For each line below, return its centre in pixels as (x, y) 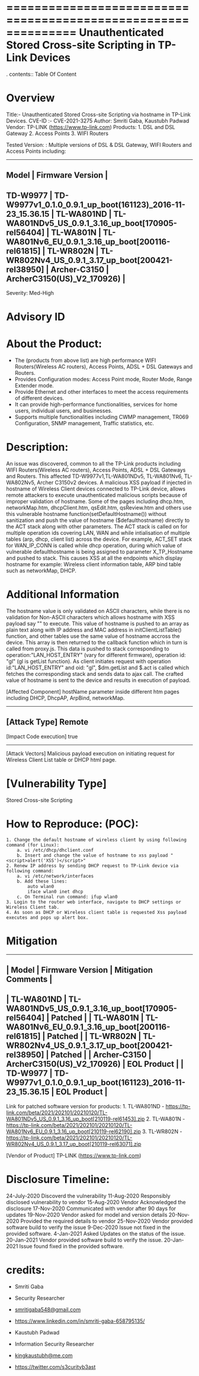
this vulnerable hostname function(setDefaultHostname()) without (86, 514)
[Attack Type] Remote (47, 722)
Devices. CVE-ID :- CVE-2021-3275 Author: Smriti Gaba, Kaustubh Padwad (98, 121)
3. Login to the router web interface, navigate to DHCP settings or (94, 902)
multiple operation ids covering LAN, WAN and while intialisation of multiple (98, 533)
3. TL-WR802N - (162, 1131)
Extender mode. (34, 386)
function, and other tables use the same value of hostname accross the (93, 636)
